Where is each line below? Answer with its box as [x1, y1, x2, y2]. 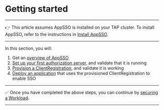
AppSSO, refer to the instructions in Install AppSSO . [5, 31, 109, 37]
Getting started [5, 3, 68, 15]
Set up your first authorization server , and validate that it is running [12, 60, 147, 66]
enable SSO [12, 75, 36, 81]
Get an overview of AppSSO [12, 55, 69, 60]
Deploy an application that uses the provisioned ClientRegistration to [12, 70, 150, 76]
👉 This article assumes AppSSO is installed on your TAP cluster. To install [5, 24, 155, 30]
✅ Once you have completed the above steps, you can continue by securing [5, 89, 159, 95]
